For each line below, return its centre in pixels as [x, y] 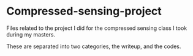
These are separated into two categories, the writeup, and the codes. [94, 46]
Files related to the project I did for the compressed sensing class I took [97, 28]
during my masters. [31, 34]
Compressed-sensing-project [84, 11]
